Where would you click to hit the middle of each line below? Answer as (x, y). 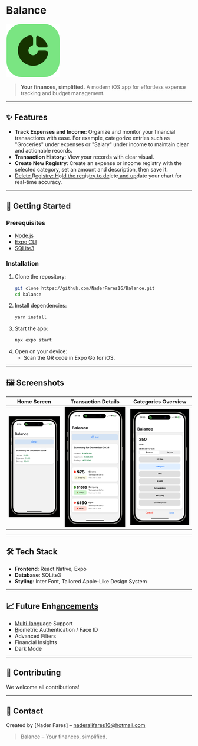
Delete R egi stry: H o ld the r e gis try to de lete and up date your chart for (98, 176)
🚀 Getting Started (39, 206)
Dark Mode (28, 648)
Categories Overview (160, 401)
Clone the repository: (40, 276)
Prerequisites (26, 223)
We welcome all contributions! (43, 687)
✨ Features (27, 117)
